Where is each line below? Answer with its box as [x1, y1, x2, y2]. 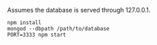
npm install [7, 19, 41, 26]
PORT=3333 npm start [7, 31, 67, 38]
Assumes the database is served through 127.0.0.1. [7, 6, 151, 14]
